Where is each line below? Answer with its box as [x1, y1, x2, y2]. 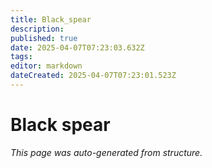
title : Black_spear [10, 14, 92, 25]
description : [10, 24, 65, 34]
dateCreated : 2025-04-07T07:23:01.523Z [10, 71, 177, 81]
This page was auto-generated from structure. [10, 146, 203, 158]
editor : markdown [10, 61, 83, 71]
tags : [10, 52, 33, 62]
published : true [10, 33, 78, 43]
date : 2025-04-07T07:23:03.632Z [10, 42, 145, 53]
